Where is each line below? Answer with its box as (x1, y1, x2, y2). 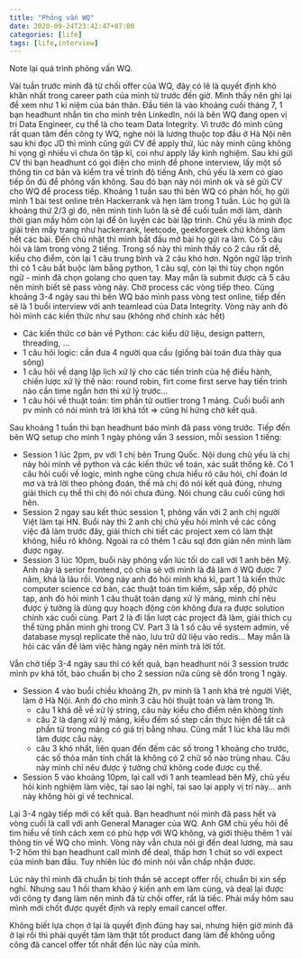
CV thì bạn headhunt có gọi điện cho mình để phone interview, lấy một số (9, 157, 282, 168)
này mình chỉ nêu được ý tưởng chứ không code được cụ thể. (35, 762, 262, 773)
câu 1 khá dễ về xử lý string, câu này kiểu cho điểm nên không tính (35, 705, 284, 715)
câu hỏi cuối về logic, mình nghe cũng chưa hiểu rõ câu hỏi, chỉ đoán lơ (22, 468, 288, 479)
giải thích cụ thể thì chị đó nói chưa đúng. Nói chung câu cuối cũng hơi (22, 488, 286, 499)
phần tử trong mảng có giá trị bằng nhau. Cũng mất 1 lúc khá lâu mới (35, 724, 290, 735)
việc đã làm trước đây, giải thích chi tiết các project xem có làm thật (22, 526, 273, 537)
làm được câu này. (35, 733, 105, 744)
